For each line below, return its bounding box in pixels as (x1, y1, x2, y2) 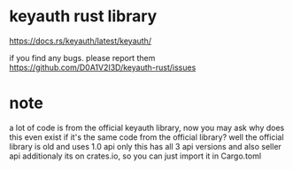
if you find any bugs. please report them (9, 52, 156, 63)
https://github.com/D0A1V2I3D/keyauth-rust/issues (9, 62, 197, 73)
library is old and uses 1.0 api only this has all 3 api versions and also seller (9, 141, 281, 151)
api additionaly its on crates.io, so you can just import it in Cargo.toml (9, 151, 262, 161)
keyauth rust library (9, 6, 158, 27)
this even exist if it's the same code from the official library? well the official (9, 131, 285, 143)
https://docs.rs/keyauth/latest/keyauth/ (9, 35, 152, 46)
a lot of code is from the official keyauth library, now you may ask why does (9, 122, 285, 133)
